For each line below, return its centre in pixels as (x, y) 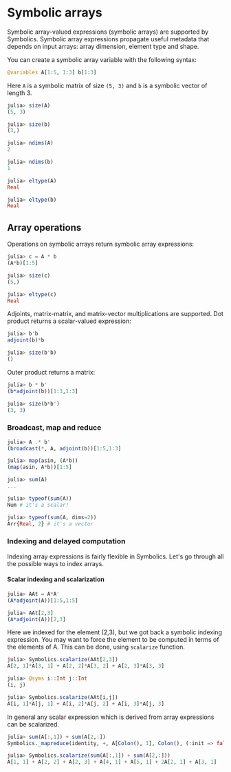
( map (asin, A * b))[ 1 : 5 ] (40, 467)
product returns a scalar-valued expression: (69, 321)
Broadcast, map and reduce (54, 428)
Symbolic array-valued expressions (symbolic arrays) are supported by (108, 32)
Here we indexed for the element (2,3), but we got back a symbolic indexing (114, 632)
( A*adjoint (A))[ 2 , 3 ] (37, 619)
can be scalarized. (33, 724)
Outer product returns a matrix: (51, 372)
